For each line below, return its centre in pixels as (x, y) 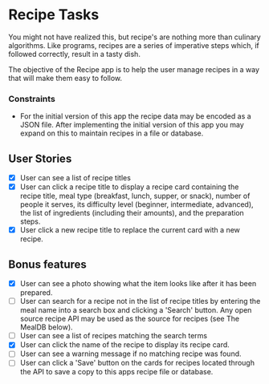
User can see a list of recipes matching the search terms (114, 336)
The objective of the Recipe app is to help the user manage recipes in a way (134, 69)
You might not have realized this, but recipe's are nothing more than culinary (134, 37)
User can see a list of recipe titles (75, 178)
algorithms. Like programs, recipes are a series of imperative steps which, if (134, 45)
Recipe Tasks (54, 15)
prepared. (36, 293)
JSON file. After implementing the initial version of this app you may (132, 125)
